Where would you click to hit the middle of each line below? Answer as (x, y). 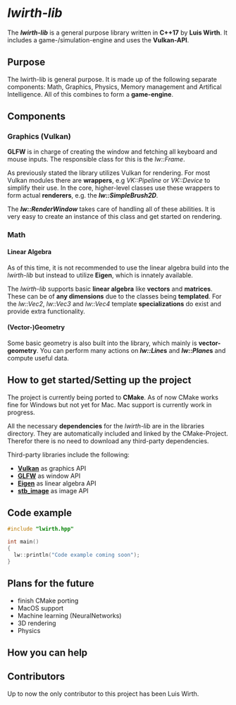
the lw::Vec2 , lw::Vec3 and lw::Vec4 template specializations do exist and (114, 303)
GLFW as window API (49, 476)
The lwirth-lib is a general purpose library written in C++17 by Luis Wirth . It (117, 32)
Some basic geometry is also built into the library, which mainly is (102, 343)
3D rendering (37, 623)
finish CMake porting (48, 601)
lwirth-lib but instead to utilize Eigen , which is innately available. (100, 275)
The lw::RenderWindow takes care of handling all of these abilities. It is (111, 209)
